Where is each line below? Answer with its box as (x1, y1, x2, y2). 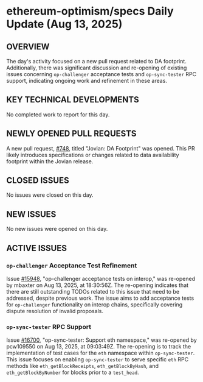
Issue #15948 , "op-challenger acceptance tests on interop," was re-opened (6, 275, 196, 282)
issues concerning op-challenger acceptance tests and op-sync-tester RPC (6, 71, 196, 77)
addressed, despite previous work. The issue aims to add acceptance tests (6, 294, 194, 302)
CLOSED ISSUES (6, 175, 69, 186)
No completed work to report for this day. (6, 111, 110, 118)
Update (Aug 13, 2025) (6, 17, 123, 31)
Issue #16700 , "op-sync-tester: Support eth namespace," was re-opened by (6, 336, 198, 344)
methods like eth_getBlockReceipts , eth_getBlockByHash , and (6, 363, 159, 370)
